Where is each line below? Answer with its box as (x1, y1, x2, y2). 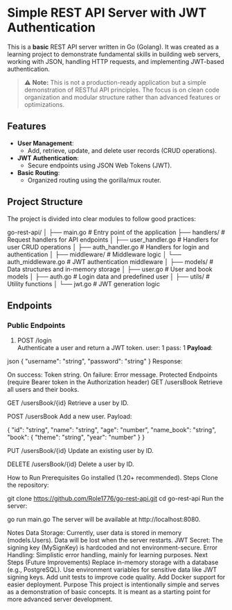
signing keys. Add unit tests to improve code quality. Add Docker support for (7, 573, 226, 582)
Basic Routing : (17, 168, 60, 176)
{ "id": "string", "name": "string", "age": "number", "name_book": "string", (7, 426, 217, 434)
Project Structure (7, 196, 83, 208)
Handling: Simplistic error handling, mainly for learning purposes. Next (7, 551, 208, 559)
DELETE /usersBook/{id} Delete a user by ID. (7, 460, 134, 468)
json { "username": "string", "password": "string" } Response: (7, 357, 183, 365)
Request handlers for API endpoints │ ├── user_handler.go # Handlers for (7, 235, 219, 244)
